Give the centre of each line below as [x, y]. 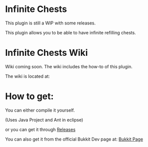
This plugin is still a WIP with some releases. [50, 23]
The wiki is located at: [28, 76]
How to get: [29, 96]
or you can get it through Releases [40, 129]
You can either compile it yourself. [40, 110]
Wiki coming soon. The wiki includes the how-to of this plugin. [69, 66]
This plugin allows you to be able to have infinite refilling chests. [71, 32]
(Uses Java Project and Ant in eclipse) [44, 120]
